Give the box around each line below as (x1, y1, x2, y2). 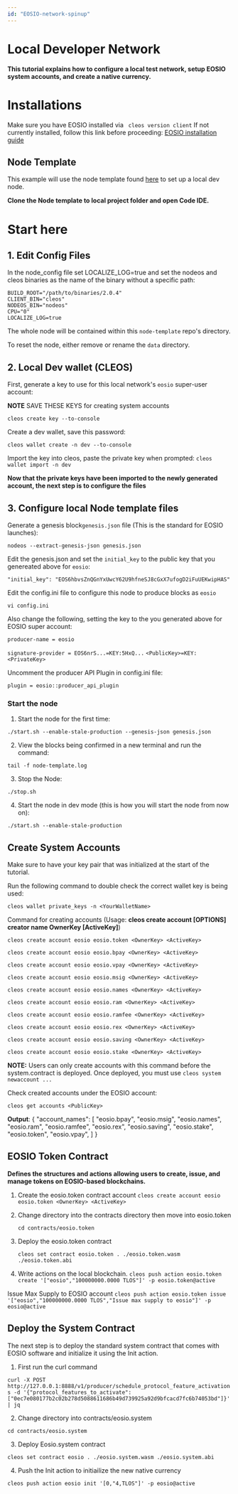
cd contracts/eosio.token (17, 1224, 94, 1232)
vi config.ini (7, 602, 50, 609)
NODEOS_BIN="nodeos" (7, 302, 69, 309)
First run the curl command (17, 1363, 98, 1371)
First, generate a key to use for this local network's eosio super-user (7, 380, 208, 389)
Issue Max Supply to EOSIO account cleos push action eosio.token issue (7, 1289, 226, 1298)
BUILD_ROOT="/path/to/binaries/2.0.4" (7, 289, 122, 297)
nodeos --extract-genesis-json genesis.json (7, 542, 141, 549)
